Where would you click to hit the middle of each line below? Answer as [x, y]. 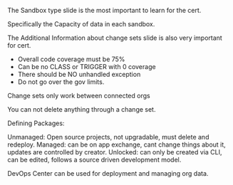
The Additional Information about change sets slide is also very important [115, 38]
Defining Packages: [36, 123]
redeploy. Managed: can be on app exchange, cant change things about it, [116, 144]
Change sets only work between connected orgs [79, 96]
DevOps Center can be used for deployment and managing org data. [108, 173]
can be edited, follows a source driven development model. [94, 160]
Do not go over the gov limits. [61, 82]
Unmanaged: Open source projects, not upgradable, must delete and [108, 137]
